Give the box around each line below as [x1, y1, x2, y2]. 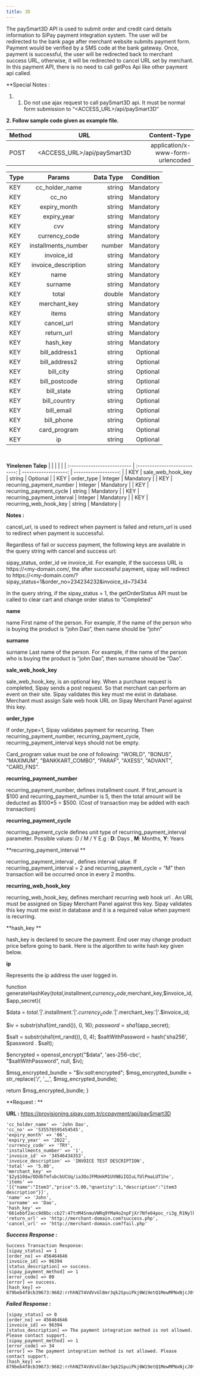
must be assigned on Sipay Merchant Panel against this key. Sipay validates [6, 900, 192, 907]
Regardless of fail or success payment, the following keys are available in [6, 541, 186, 548]
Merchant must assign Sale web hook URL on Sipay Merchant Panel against [6, 697, 192, 704]
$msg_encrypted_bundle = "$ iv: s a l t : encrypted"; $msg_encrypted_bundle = [6, 1069, 192, 1077]
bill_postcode [39, 377, 77, 385]
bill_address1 [40, 348, 77, 356]
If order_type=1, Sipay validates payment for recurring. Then [6, 726, 154, 734]
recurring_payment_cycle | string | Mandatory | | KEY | [6, 487, 140, 494]
